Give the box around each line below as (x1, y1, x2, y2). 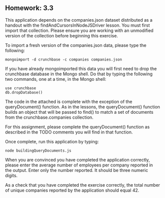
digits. (5, 172, 18, 178)
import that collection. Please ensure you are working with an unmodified (5, 27, 154, 33)
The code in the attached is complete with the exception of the (5, 99, 132, 104)
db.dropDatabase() (5, 90, 43, 95)
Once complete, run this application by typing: (5, 138, 99, 144)
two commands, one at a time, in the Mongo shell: (5, 76, 107, 82)
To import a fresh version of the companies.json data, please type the (5, 42, 147, 48)
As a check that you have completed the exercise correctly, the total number (5, 182, 160, 188)
